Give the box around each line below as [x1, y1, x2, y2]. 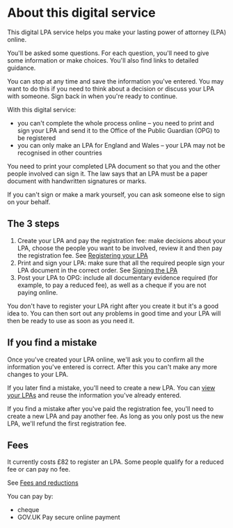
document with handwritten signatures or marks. [7, 176, 147, 185]
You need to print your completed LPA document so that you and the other [7, 162, 220, 170]
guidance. [7, 63, 36, 72]
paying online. [17, 288, 58, 297]
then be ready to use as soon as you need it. [7, 316, 135, 325]
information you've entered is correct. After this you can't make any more [7, 362, 218, 371]
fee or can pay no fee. [7, 465, 71, 474]
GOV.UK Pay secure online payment [17, 513, 120, 522]
